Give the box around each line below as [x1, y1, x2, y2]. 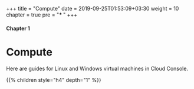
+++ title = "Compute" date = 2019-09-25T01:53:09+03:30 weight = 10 [6, 5, 179, 12]
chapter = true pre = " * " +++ [6, 11, 78, 18]
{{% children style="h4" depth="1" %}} [6, 76, 101, 83]
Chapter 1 [6, 25, 31, 32]
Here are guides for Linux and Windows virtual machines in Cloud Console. [6, 65, 189, 72]
